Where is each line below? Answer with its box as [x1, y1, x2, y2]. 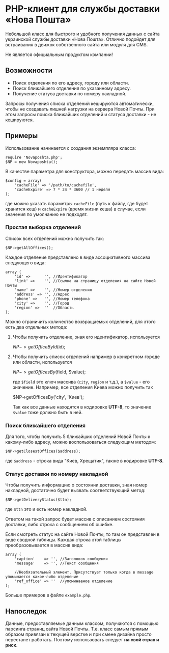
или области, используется [12, 359, 72, 365]
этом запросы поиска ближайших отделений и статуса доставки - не [5, 111, 157, 117]
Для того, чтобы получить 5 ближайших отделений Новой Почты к [5, 433, 151, 440]
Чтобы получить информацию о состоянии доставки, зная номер [5, 482, 148, 488]
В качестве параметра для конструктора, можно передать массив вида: [5, 168, 164, 174]
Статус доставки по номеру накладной [5, 471, 108, 478]
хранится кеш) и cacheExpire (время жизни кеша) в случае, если [5, 206, 146, 212]
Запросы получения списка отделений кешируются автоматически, [5, 100, 154, 106]
